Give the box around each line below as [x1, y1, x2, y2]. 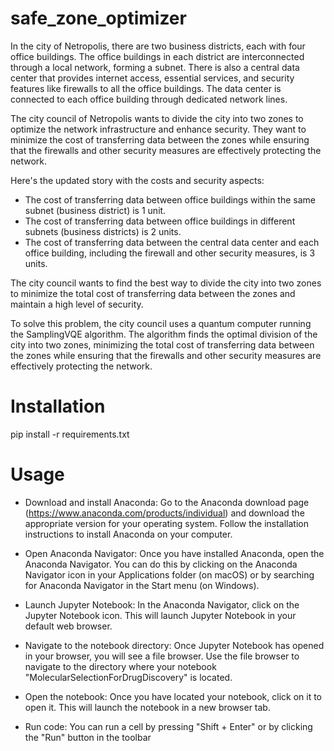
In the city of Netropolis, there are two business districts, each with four [10, 40, 306, 52]
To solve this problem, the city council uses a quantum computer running [10, 317, 312, 329]
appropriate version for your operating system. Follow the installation [24, 517, 310, 529]
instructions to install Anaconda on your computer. [24, 528, 233, 540]
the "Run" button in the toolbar [24, 731, 152, 743]
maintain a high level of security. [10, 298, 144, 310]
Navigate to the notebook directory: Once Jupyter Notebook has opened [24, 639, 325, 651]
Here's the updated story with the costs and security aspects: [10, 174, 265, 186]
